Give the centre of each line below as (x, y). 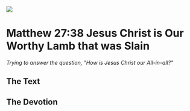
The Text (23, 81)
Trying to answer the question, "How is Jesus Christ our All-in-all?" (90, 62)
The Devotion (32, 102)
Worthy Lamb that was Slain (78, 46)
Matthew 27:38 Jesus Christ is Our (95, 33)
